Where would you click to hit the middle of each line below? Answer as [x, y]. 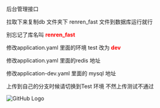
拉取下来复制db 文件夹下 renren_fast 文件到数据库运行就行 [80, 22]
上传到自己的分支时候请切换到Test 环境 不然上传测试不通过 [80, 86]
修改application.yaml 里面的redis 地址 [53, 60]
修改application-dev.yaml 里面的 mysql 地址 [61, 73]
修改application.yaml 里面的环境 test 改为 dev [64, 48]
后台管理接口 [22, 9]
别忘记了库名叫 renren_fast [41, 35]
